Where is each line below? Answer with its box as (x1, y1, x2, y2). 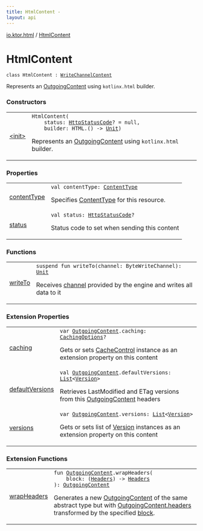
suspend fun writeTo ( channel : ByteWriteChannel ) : (36, 262, 182, 270)
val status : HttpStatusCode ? (51, 212, 135, 218)
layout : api (6, 15, 36, 21)
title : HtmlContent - (6, 8, 61, 15)
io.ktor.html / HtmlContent (6, 31, 71, 38)
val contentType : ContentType (51, 184, 138, 191)
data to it (36, 288, 62, 297)
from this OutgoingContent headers (59, 394, 161, 403)
